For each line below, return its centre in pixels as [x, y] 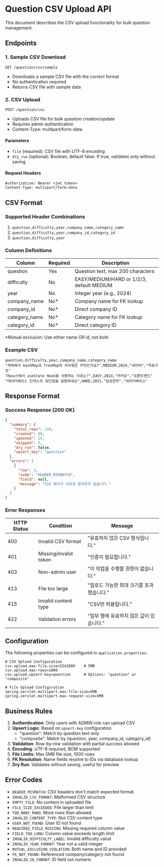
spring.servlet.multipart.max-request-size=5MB [54, 696]
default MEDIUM [94, 285]
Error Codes [24, 780]
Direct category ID [96, 325]
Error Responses [25, 510]
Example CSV [21, 350]
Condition [60, 526]
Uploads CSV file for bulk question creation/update [63, 119]
